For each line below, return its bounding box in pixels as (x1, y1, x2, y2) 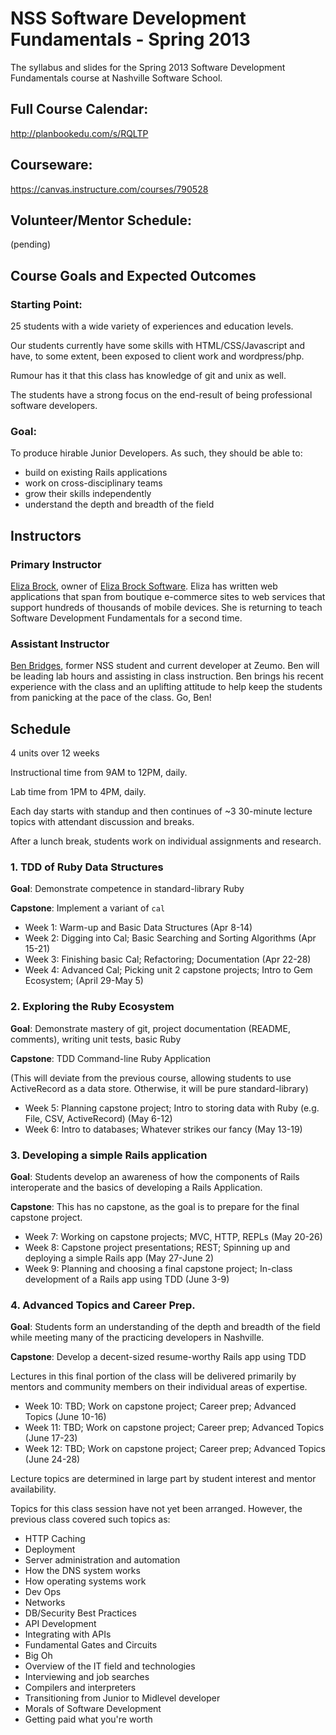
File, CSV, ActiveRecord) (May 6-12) (24, 1112, 173, 1124)
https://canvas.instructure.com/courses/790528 (10, 183, 209, 195)
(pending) (10, 238, 52, 251)
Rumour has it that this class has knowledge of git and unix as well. (10, 370, 287, 382)
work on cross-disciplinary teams (24, 477, 163, 489)
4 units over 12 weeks (10, 747, 100, 759)
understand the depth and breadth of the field (24, 498, 215, 511)
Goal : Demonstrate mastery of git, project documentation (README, (10, 1022, 291, 1034)
